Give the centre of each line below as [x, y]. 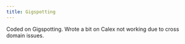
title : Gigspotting [31, 12]
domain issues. [25, 35]
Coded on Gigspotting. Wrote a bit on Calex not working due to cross [93, 29]
